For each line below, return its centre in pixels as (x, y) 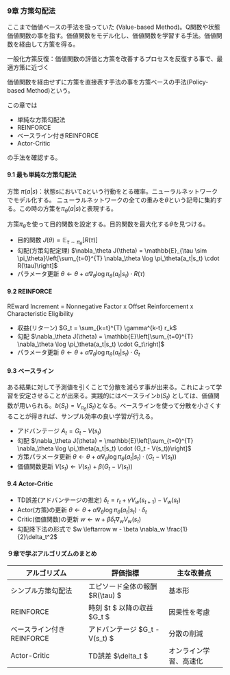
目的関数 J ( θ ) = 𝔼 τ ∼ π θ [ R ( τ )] (57, 241)
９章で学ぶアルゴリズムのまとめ (52, 553)
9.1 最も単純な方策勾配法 (42, 174)
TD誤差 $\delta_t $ (118, 656)
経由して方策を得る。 (49, 44)
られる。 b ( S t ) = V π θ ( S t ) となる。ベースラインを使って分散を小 (117, 407)
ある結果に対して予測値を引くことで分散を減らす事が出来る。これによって (112, 387)
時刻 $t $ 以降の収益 (121, 608)
